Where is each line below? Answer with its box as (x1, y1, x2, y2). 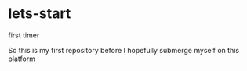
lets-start (8, 5, 71, 23)
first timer (8, 30, 40, 40)
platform (8, 54, 35, 63)
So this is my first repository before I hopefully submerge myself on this (8, 45, 240, 55)
